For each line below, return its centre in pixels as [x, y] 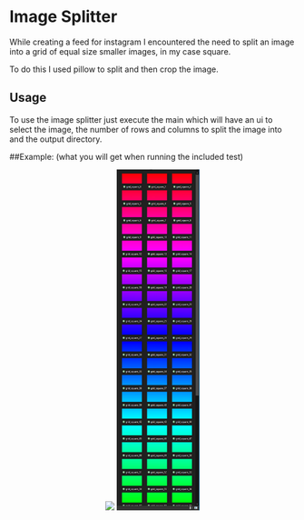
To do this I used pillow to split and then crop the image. [114, 69]
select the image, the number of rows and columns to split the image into [146, 129]
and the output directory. [56, 139]
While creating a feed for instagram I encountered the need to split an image [152, 42]
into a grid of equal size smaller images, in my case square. [120, 51]
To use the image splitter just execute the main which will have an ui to [141, 119]
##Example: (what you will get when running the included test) [126, 156]
